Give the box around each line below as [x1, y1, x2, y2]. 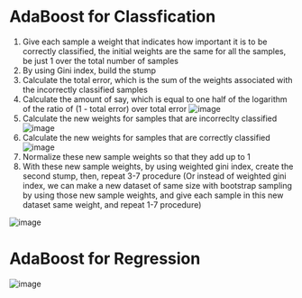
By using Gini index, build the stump [22, 65, 156, 76]
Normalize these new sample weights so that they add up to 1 [22, 151, 251, 162]
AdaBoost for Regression [9, 248, 201, 269]
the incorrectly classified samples [22, 84, 149, 95]
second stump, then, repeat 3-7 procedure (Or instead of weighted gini [22, 170, 287, 182]
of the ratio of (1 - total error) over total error [22, 103, 188, 114]
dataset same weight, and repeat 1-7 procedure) [22, 199, 202, 210]
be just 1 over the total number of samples [22, 55, 178, 66]
